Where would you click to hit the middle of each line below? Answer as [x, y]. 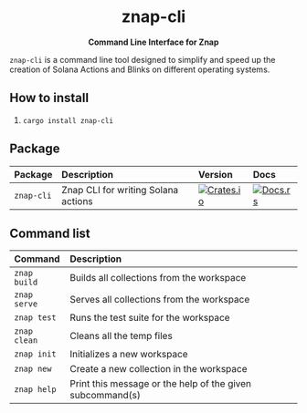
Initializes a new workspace [129, 355]
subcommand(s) [106, 396]
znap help [35, 390]
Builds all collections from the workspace [158, 278]
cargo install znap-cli [68, 120]
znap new [33, 369]
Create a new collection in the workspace [159, 369]
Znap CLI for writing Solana [120, 190]
